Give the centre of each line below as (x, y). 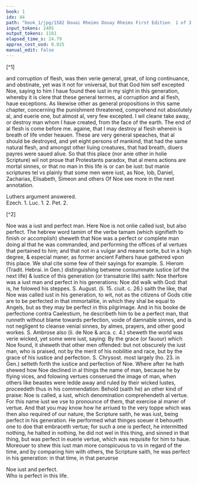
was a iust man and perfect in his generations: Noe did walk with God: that (97, 282)
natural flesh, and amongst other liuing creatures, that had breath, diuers (95, 147)
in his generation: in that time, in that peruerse (62, 458)
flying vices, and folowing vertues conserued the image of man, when (91, 376)
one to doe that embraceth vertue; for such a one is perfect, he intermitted (97, 427)
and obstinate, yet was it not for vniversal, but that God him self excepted (95, 84)
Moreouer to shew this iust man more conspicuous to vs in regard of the (94, 445)
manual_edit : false (30, 50)
